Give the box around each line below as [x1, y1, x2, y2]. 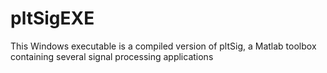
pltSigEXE [10, 7, 95, 30]
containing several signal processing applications [10, 50, 214, 62]
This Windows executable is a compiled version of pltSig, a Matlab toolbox [10, 40, 317, 52]
